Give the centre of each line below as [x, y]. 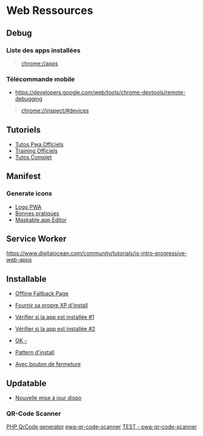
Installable [26, 279]
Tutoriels [24, 130]
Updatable [26, 383]
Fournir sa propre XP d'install [51, 305]
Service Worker [36, 239]
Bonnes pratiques [37, 213]
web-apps [19, 260]
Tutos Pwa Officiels [39, 144]
